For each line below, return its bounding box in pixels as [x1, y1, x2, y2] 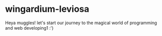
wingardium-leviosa [5, 3, 90, 15]
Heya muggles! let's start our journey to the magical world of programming [5, 20, 157, 26]
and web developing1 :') [5, 25, 54, 31]
